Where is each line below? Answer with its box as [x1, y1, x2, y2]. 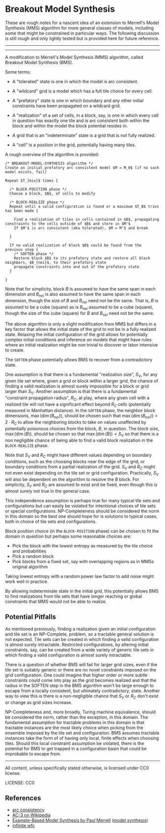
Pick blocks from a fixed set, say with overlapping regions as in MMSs [12, 558, 154, 564]
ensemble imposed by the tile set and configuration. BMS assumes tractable [5, 730, 160, 736]
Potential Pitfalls [5, 613, 56, 621]
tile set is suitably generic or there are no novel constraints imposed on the [5, 667, 156, 673]
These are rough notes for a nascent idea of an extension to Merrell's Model [5, 20, 160, 26]
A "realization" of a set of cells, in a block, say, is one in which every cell [12, 112, 159, 118]
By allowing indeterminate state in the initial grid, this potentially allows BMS [5, 588, 159, 594]
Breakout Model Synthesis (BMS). [5, 59, 74, 65]
